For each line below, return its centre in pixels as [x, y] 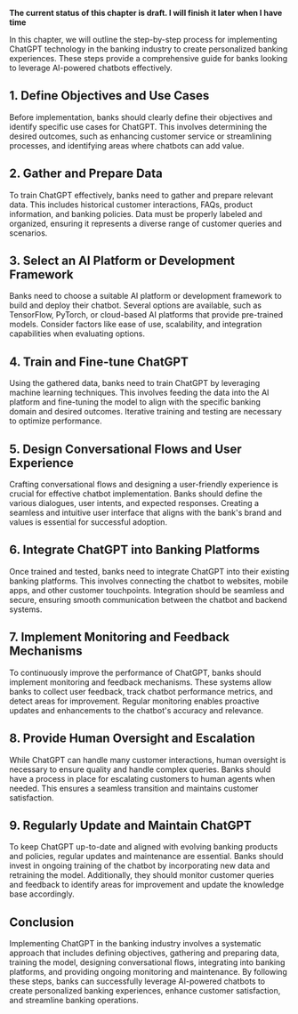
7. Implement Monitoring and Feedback [119, 637]
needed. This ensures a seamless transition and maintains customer [134, 788]
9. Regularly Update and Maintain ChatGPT [130, 825]
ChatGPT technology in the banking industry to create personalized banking [149, 49]
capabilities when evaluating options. [77, 334]
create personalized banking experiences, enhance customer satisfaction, [145, 991]
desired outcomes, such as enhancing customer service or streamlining [141, 136]
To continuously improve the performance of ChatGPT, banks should [135, 672]
